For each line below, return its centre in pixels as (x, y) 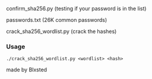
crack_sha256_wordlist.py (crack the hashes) (61, 31)
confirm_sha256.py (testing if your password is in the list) (76, 9)
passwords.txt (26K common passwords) (57, 20)
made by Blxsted (27, 70)
